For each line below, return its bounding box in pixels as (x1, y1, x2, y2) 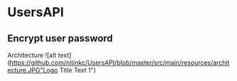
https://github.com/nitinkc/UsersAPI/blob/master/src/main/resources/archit (9, 58, 230, 67)
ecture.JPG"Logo (7, 66, 58, 74)
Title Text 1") (59, 66, 97, 74)
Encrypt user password (7, 32, 114, 44)
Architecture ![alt (7, 51, 57, 59)
